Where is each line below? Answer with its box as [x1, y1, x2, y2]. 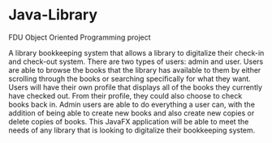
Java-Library [8, 6, 98, 24]
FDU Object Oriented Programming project [8, 32, 152, 42]
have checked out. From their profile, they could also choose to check [8, 90, 243, 100]
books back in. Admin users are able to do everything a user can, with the [8, 99, 256, 109]
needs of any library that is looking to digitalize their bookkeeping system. [8, 125, 256, 135]
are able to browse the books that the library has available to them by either [8, 65, 261, 74]
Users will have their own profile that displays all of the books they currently [8, 82, 262, 92]
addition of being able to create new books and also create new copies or [8, 107, 255, 118]
